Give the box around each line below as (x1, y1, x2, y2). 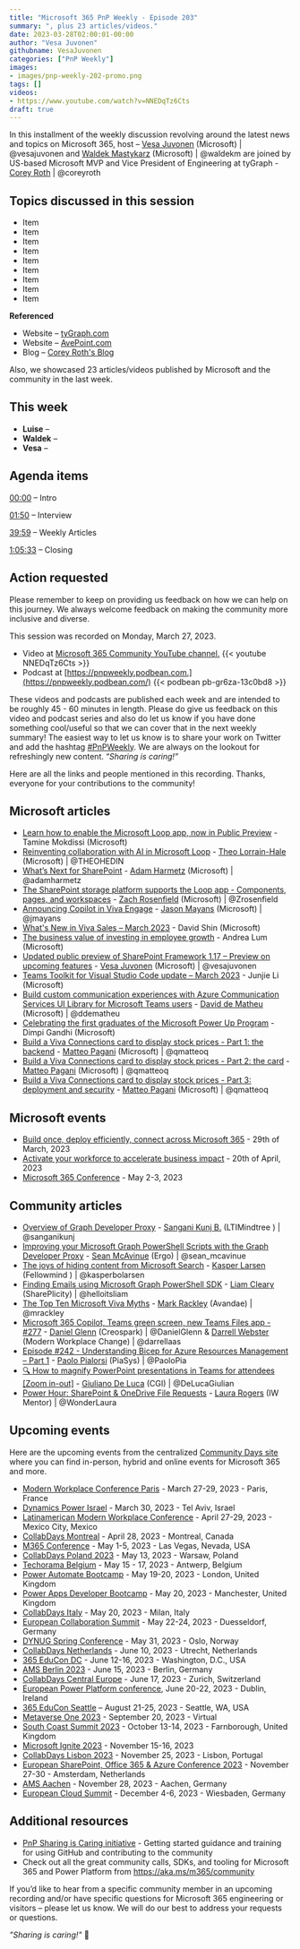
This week (9, 399, 69, 415)
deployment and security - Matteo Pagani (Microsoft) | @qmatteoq (21, 1085, 269, 1095)
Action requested (9, 571, 109, 586)
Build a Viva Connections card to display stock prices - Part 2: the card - (21, 1056, 290, 1067)
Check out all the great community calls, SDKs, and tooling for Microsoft (21, 1856, 289, 1867)
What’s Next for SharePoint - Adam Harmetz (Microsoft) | (21, 865, 234, 876)
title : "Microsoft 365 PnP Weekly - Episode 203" (9, 13, 199, 22)
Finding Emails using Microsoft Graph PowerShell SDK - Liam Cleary (21, 1278, 275, 1290)
